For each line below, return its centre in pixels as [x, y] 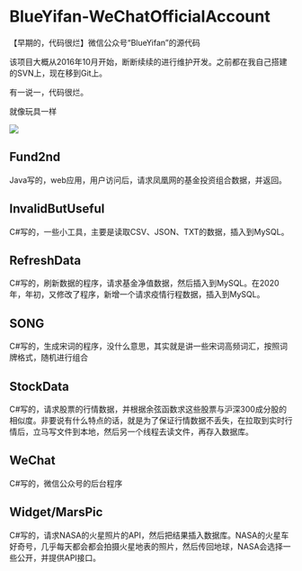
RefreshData [45, 260]
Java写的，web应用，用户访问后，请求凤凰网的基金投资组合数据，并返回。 [148, 180]
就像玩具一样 [33, 111]
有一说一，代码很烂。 [49, 92]
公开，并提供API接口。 [59, 557]
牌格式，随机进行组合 [49, 358]
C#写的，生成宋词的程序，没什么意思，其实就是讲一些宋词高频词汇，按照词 [149, 346]
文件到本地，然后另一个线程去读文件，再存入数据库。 [155, 431]
